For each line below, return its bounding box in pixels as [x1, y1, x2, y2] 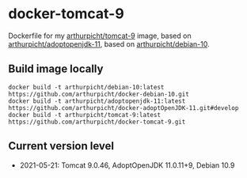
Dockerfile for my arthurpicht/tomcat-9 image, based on [8, 31, 192, 40]
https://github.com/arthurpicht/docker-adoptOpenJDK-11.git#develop [8, 104, 239, 112]
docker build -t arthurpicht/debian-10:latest [8, 83, 165, 91]
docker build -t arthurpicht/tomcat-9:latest [8, 111, 161, 119]
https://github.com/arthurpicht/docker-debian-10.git [8, 90, 190, 98]
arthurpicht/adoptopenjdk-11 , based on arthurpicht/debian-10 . [8, 39, 210, 48]
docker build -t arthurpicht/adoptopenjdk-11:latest [8, 97, 186, 105]
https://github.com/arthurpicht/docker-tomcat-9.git [8, 118, 186, 126]
